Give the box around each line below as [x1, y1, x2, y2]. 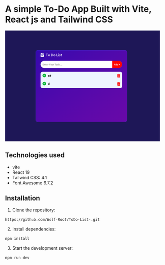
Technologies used [5, 151, 65, 160]
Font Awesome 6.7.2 [12, 180, 53, 186]
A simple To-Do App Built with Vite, [5, 3, 152, 15]
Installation [5, 194, 40, 202]
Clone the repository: [12, 207, 55, 213]
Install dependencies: [12, 226, 56, 232]
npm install [5, 236, 29, 241]
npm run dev [5, 255, 29, 261]
